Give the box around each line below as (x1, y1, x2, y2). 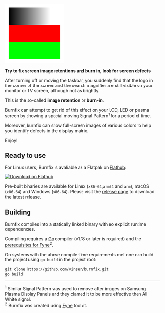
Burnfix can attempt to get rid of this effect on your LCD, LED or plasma (5, 107, 150, 113)
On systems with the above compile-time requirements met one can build (5, 251, 154, 257)
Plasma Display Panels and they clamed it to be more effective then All (5, 291, 148, 297)
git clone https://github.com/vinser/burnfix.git (5, 267, 109, 272)
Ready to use (5, 151, 46, 160)
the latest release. (5, 194, 42, 200)
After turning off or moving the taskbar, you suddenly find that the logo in (5, 78, 153, 83)
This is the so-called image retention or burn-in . (5, 97, 104, 103)
